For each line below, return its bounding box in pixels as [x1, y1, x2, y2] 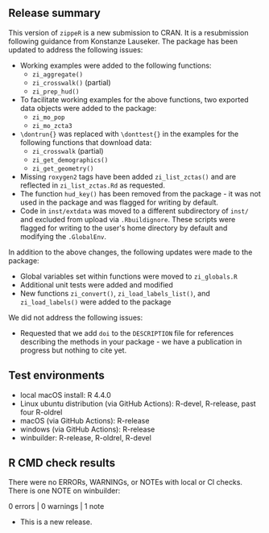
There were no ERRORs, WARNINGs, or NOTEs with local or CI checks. [8, 477, 243, 487]
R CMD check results [8, 457, 116, 470]
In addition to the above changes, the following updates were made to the [8, 247, 253, 257]
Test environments [8, 369, 105, 382]
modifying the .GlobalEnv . [19, 231, 107, 241]
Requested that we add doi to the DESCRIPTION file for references [19, 328, 234, 337]
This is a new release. [19, 517, 93, 527]
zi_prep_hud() [31, 88, 80, 96]
